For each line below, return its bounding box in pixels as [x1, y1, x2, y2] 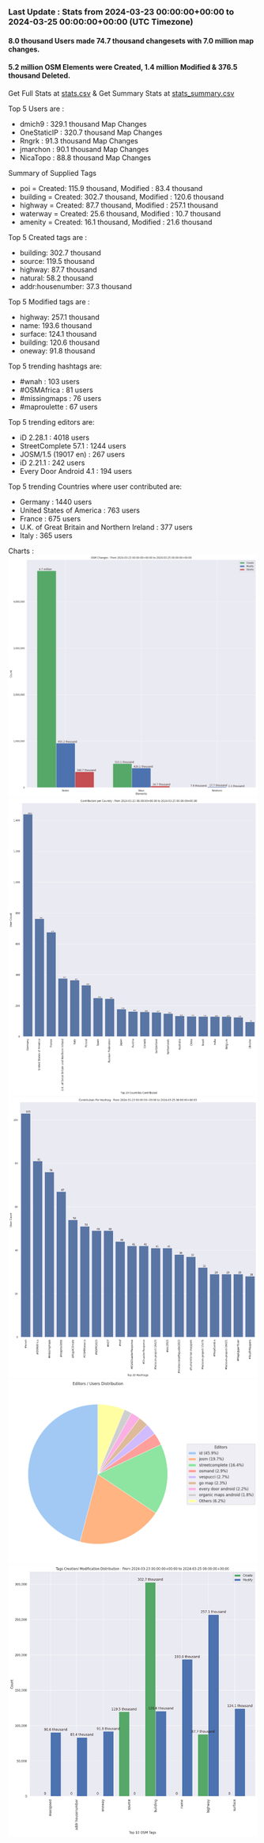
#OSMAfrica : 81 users [19, 385, 93, 395]
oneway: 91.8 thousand [19, 345, 96, 355]
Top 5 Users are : [8, 104, 65, 113]
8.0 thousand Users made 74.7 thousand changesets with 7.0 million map [8, 36, 255, 45]
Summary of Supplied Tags [8, 168, 97, 177]
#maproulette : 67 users [19, 402, 98, 411]
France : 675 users [19, 513, 81, 523]
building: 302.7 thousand [19, 248, 101, 258]
